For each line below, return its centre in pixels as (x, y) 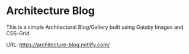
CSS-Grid (18, 33)
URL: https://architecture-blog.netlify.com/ (58, 45)
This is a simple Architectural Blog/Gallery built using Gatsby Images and (95, 27)
